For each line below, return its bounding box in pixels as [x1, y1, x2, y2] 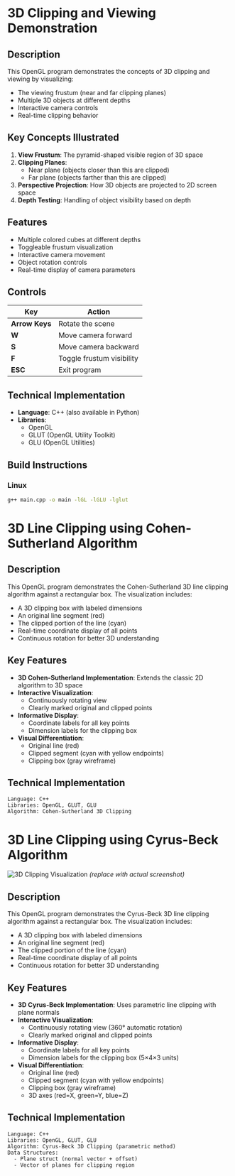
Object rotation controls [17, 258, 87, 266]
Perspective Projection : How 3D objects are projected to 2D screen [17, 180, 217, 189]
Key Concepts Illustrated [7, 131, 119, 143]
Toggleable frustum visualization [17, 243, 114, 251]
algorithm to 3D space [17, 680, 83, 690]
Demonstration [7, 20, 98, 36]
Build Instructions [7, 459, 88, 471]
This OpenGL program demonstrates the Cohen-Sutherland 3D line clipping [7, 582, 229, 591]
